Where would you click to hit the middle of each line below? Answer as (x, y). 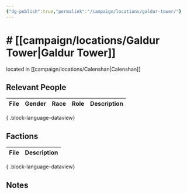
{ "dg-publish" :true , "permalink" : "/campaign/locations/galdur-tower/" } (94, 11)
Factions (22, 136)
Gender (36, 104)
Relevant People (36, 87)
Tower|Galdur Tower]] (61, 53)
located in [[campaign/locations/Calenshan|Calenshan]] (73, 69)
